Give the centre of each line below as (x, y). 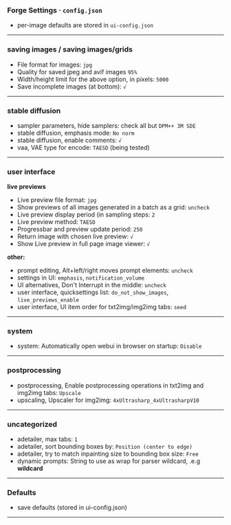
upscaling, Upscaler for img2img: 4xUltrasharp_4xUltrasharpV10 (108, 400)
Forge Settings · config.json (55, 10)
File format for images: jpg (55, 65)
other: (16, 257)
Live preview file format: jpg (57, 200)
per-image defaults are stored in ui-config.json (85, 25)
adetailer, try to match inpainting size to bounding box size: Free (108, 454)
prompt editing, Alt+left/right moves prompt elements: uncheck (105, 271)
